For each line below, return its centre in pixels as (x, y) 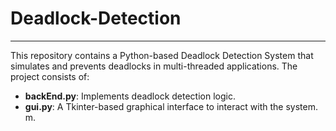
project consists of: (50, 76)
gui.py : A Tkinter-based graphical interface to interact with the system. (171, 106)
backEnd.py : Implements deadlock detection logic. (130, 96)
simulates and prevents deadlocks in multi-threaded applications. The (154, 66)
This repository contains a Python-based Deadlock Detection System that (162, 55)
